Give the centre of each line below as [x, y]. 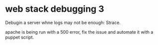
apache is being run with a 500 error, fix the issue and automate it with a [79, 32]
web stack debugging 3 [55, 9]
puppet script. [20, 37]
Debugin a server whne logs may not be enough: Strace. [63, 22]
